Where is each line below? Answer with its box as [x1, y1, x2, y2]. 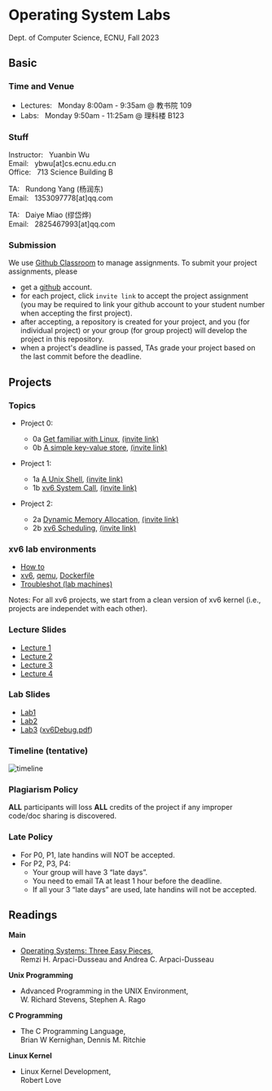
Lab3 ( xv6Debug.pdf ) [20, 724, 94, 734]
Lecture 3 [20, 660, 53, 670]
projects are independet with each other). [8, 604, 148, 614]
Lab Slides [8, 688, 50, 700]
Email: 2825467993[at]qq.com [8, 218, 116, 229]
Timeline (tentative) [8, 745, 88, 756]
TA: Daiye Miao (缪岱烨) [8, 209, 92, 219]
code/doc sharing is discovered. [8, 811, 116, 820]
